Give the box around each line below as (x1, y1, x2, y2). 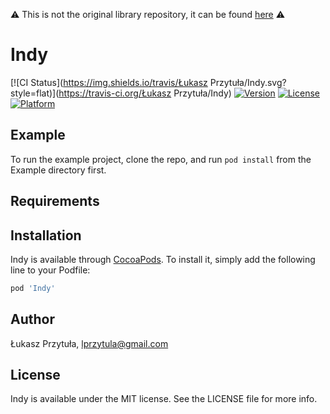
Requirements (10, 193, 100, 210)
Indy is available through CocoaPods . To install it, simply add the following (10, 253, 316, 265)
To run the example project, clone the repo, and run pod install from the (10, 153, 312, 165)
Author (10, 311, 55, 328)
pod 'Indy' (10, 283, 56, 293)
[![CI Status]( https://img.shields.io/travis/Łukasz (10, 76, 208, 88)
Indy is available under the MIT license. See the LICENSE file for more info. (10, 393, 318, 405)
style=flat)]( (10, 87, 60, 99)
